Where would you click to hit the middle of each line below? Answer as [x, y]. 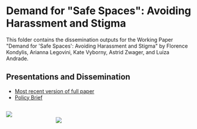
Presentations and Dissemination [68, 77]
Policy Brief [29, 97]
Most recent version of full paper [54, 91]
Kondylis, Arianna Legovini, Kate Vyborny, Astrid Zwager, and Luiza [88, 52]
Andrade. [17, 58]
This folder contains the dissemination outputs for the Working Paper [90, 39]
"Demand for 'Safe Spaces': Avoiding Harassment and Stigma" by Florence [97, 46]
